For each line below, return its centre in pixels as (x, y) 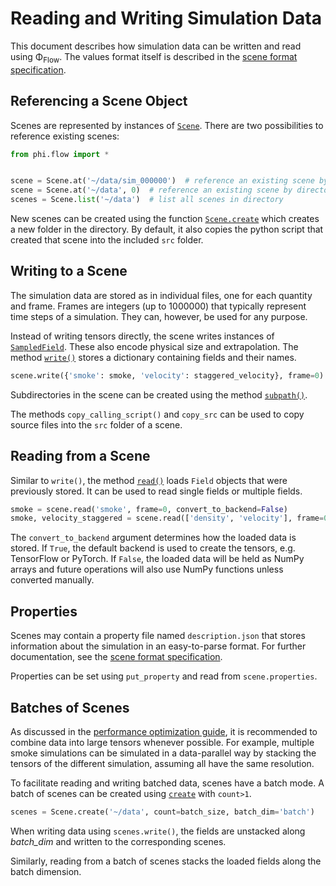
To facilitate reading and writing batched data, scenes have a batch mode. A (167, 783)
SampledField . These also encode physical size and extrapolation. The (154, 346)
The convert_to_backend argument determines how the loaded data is (153, 538)
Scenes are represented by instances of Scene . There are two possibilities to (167, 125)
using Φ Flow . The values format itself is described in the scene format (154, 57)
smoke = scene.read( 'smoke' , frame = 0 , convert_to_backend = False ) (149, 509)
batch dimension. (46, 871)
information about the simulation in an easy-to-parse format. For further (158, 646)
